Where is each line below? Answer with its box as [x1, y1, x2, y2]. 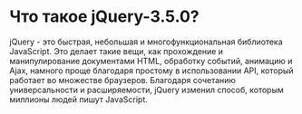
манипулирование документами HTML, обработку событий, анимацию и [9, 55, 293, 66]
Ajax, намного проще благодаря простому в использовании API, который [9, 65, 294, 76]
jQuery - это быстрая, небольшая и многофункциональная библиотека [9, 36, 283, 47]
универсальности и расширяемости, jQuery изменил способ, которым [9, 84, 284, 95]
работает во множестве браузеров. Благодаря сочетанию [9, 74, 236, 85]
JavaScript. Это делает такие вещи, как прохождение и [9, 45, 224, 56]
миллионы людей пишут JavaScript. [9, 93, 148, 105]
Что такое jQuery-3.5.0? [9, 6, 200, 27]
